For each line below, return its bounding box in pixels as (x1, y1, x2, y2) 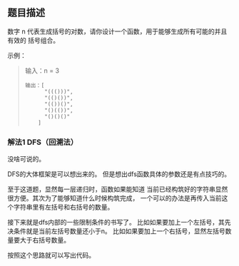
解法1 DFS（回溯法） (7, 137, 78, 147)
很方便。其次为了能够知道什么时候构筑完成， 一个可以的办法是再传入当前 (7, 194, 222, 203)
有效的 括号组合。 (7, 36, 59, 44)
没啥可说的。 (7, 155, 45, 163)
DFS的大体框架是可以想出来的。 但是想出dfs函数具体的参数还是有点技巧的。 (7, 170, 231, 178)
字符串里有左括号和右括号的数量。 (13, 203, 114, 212)
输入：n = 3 (24, 66, 59, 75)
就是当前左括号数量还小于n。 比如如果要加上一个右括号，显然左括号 (26, 227, 226, 235)
